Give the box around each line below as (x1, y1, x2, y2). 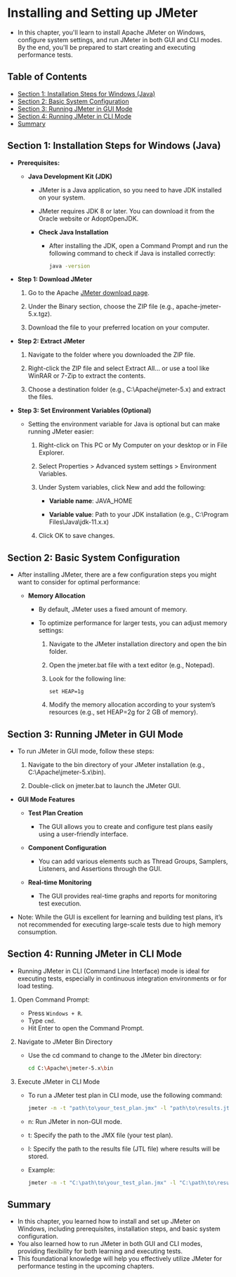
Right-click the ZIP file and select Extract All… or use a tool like (27, 364, 209, 373)
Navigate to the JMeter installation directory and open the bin (48, 640, 227, 648)
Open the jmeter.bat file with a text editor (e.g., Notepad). (48, 661, 215, 669)
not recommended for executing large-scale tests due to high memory (17, 920, 221, 929)
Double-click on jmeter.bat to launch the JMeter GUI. (27, 782, 181, 790)
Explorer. (38, 448, 65, 457)
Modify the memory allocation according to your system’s (48, 700, 216, 709)
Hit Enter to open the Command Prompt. (27, 1023, 145, 1032)
